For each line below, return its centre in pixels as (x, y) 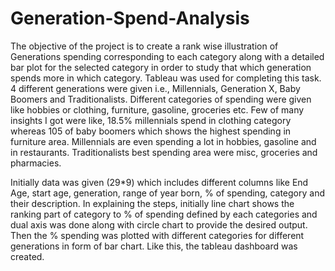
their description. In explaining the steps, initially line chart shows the (152, 203)
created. (27, 256)
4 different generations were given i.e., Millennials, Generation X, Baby (155, 88)
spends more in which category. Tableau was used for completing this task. (166, 78)
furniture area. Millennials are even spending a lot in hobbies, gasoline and (163, 141)
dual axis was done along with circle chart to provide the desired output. (159, 224)
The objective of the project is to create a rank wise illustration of (144, 46)
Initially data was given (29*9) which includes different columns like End (159, 182)
